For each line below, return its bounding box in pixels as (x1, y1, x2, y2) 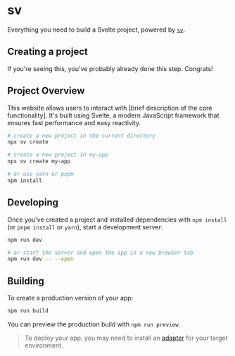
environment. (24, 341, 63, 350)
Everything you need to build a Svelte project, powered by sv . (7, 25, 186, 34)
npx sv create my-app (7, 158, 71, 165)
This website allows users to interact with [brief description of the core (7, 103, 212, 112)
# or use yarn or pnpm (7, 171, 74, 178)
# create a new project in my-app (7, 151, 109, 158)
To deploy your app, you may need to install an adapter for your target (24, 333, 228, 342)
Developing (7, 196, 58, 209)
